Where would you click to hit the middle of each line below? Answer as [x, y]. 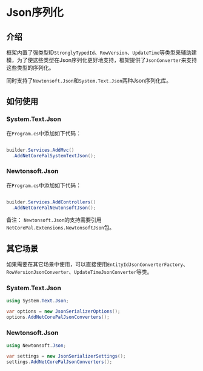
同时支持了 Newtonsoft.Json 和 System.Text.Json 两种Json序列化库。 [89, 80]
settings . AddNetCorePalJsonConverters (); [59, 362]
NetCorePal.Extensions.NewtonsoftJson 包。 [61, 228]
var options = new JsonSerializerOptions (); [63, 311]
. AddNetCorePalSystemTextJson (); [54, 155]
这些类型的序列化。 [30, 68]
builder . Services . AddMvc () [40, 150]
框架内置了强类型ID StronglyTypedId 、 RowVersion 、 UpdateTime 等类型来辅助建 [101, 53]
